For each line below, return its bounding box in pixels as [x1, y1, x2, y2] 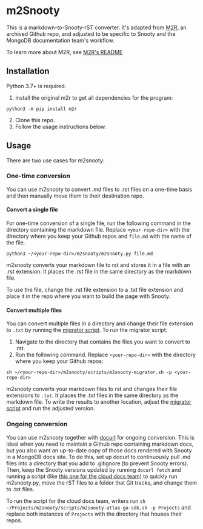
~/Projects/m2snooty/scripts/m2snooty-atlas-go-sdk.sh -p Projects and [6, 503, 191, 511]
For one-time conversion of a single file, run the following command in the [6, 220, 191, 227]
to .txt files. [6, 485, 35, 493]
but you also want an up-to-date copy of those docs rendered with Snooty [6, 446, 192, 454]
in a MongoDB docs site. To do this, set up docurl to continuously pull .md [6, 453, 191, 460]
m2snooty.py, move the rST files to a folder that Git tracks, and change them [6, 479, 198, 486]
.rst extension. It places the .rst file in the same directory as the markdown [6, 268, 192, 275]
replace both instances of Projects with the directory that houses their [6, 510, 182, 517]
